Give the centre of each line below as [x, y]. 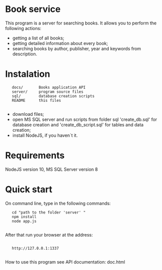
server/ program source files [48, 92]
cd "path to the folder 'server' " [49, 212]
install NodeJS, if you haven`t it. [45, 135]
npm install [24, 217]
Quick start [29, 189]
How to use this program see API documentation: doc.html [65, 262]
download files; [28, 114]
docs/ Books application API [49, 87]
